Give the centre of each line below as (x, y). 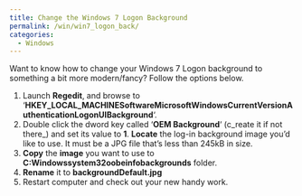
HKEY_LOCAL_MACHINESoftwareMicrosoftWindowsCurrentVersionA (159, 106)
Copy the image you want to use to (89, 154)
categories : (32, 34)
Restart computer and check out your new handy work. (125, 182)
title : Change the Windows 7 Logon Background (99, 18)
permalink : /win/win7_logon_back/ (75, 26)
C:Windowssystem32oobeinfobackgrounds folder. (120, 163)
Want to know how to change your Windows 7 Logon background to (136, 69)
